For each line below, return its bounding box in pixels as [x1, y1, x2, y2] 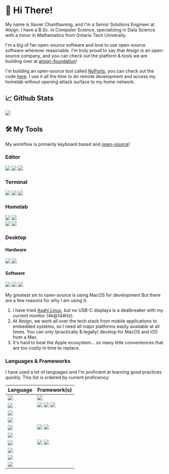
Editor [5, 154, 21, 161]
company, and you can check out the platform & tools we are [21, 53, 148, 59]
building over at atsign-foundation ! [5, 58, 77, 64]
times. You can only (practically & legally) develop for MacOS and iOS [12, 329, 158, 335]
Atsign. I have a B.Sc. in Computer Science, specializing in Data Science [5, 26, 155, 32]
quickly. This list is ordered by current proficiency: [5, 375, 110, 381]
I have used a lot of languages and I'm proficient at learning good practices [5, 369, 162, 375]
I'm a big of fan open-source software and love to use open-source [5, 42, 146, 48]
